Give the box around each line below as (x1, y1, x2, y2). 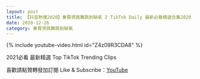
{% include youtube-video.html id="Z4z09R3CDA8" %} (6, 42, 143, 49)
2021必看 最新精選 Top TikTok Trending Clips (6, 54, 117, 61)
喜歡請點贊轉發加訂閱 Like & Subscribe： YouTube (6, 67, 128, 74)
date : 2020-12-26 (6, 20, 50, 26)
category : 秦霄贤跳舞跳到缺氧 (6, 25, 73, 31)
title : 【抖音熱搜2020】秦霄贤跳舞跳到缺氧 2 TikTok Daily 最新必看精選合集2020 (6, 14, 192, 20)
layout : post (6, 8, 39, 15)
